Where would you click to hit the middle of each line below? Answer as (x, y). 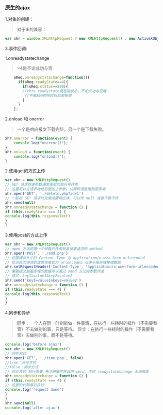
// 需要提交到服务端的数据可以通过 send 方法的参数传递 (55, 271)
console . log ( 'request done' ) (34, 390)
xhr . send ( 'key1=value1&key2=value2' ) (43, 281)
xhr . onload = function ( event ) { (38, 152)
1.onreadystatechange (27, 58)
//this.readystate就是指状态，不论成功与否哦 (65, 91)
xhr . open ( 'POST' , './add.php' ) (37, 253)
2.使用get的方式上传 (25, 171)
